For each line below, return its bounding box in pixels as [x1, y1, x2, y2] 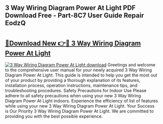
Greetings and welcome [107, 62, 156, 67]
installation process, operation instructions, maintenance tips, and [5, 82, 138, 88]
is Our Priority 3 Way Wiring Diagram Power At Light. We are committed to [5, 108, 154, 114]
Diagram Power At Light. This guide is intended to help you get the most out [5, 72, 158, 78]
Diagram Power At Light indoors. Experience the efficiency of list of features [5, 98, 158, 104]
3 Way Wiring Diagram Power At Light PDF [5, 4, 136, 12]
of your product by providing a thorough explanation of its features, [5, 77, 141, 83]
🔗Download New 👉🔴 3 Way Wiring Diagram [5, 39, 141, 47]
